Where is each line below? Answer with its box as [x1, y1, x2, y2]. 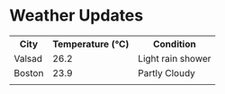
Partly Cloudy [138, 66, 196, 79]
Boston [13, 66, 44, 79]
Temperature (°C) [52, 38, 130, 50]
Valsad [13, 52, 43, 64]
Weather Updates [9, 5, 144, 26]
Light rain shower [138, 52, 211, 64]
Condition [152, 38, 196, 50]
